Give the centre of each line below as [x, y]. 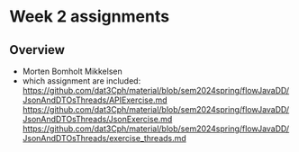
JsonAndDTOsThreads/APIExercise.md [95, 100]
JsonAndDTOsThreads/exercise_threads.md [104, 138]
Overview [37, 50]
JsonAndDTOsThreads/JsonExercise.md [97, 119]
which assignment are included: [82, 81]
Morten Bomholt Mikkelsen [72, 71]
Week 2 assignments [89, 17]
